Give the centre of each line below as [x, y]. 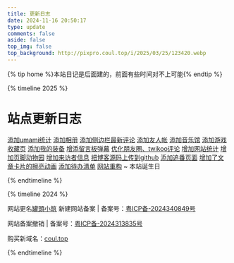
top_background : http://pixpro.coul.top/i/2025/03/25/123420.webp [107, 54]
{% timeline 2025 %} [38, 88]
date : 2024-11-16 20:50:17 [47, 20]
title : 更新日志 [29, 14]
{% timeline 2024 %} [38, 194]
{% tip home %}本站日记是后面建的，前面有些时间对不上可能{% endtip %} [115, 74]
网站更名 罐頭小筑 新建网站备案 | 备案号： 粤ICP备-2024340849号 [101, 208]
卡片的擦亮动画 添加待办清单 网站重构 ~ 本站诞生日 [87, 166]
